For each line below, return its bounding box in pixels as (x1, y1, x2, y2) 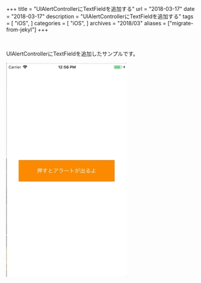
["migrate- (167, 20, 194, 27)
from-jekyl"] (6, 26, 37, 33)
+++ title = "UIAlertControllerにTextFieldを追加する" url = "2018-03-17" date (6, 5, 195, 12)
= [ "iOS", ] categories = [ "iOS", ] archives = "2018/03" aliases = (6, 20, 167, 27)
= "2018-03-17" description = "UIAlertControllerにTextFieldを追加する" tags (6, 13, 194, 20)
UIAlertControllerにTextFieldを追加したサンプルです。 (6, 50, 138, 57)
